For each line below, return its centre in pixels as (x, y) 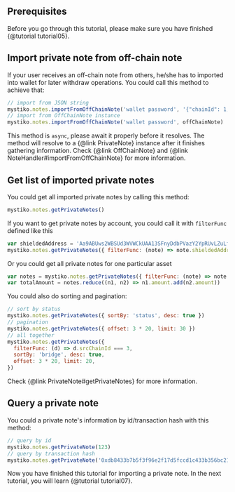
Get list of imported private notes (81, 180)
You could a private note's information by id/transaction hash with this (108, 420)
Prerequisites (37, 12)
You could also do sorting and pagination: (67, 296)
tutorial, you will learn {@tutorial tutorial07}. (70, 481)
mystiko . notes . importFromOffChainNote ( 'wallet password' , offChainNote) (115, 122)
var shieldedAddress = (40, 244)
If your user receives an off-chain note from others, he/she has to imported (115, 75)
